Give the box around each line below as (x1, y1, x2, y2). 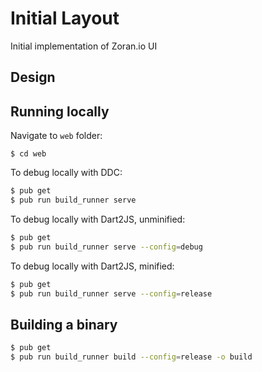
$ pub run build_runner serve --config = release (10, 288, 213, 299)
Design (10, 69, 56, 86)
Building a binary (10, 316, 118, 333)
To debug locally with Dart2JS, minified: (10, 260, 175, 272)
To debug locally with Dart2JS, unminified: (10, 213, 186, 225)
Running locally (10, 103, 110, 120)
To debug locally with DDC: (10, 167, 123, 179)
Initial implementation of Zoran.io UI (10, 40, 158, 52)
